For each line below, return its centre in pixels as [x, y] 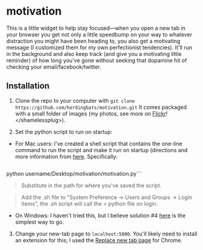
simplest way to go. [39, 222]
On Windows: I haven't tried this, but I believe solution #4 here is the [100, 215]
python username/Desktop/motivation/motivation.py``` [74, 173]
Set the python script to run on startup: [64, 131]
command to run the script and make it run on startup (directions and [101, 150]
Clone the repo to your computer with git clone [75, 100]
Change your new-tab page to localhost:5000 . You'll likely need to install [106, 234]
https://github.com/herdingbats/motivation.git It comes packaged [101, 107]
